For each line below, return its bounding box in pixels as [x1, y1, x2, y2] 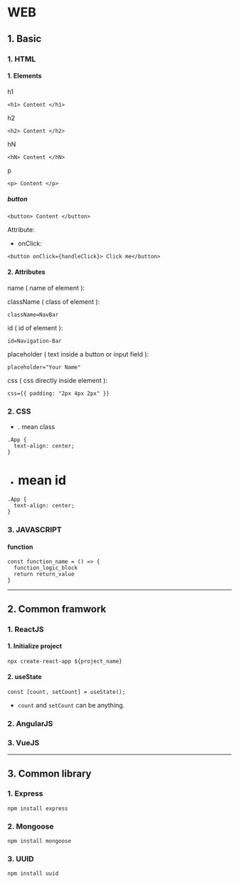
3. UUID [7, 854, 34, 864]
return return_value [14, 571, 75, 578]
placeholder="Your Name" [7, 364, 81, 371]
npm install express [7, 805, 69, 812]
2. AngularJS [7, 718, 53, 728]
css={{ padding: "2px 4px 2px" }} [7, 389, 110, 397]
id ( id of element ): [7, 323, 63, 332]
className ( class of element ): [7, 297, 100, 306]
